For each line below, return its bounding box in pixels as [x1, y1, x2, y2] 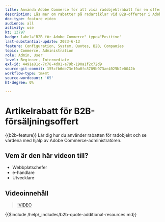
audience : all [5, 21, 34, 26]
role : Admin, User [5, 52, 43, 58]
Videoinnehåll [5, 189, 49, 197]
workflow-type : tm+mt [5, 71, 50, 76]
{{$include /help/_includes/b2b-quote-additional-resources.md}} [5, 212, 137, 218]
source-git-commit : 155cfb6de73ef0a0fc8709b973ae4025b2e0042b [5, 67, 135, 72]
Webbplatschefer [12, 165, 48, 171]
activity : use [5, 25, 34, 30]
